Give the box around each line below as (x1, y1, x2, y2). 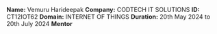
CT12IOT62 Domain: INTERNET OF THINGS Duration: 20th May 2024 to (6, 13, 211, 21)
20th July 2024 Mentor (6, 20, 73, 27)
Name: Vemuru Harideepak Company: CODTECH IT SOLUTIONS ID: (6, 6, 200, 13)
